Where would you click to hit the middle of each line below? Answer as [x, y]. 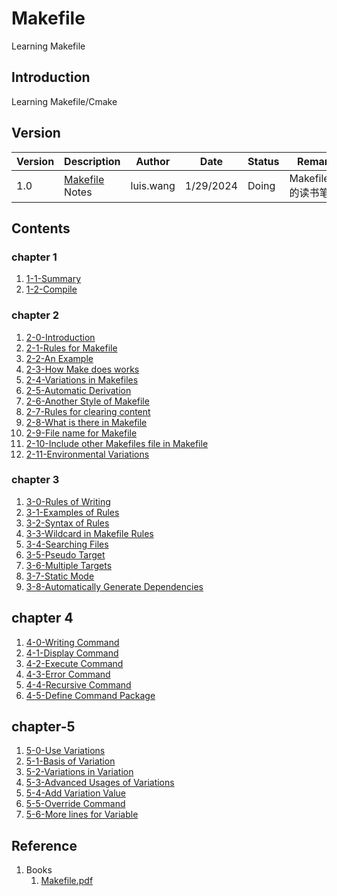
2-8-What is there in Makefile [86, 422]
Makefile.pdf [67, 881]
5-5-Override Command [75, 804]
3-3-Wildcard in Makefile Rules [89, 533]
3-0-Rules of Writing [68, 501]
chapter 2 [35, 315]
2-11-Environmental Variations [87, 454]
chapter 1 [34, 257]
